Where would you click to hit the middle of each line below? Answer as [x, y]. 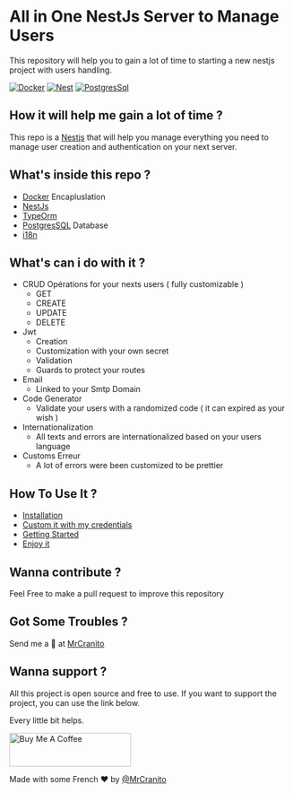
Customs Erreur [51, 456]
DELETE [50, 322]
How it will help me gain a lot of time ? [116, 115]
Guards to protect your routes [90, 370]
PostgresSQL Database [65, 225]
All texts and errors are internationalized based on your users [148, 437]
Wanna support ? [58, 671]
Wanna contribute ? [65, 572]
